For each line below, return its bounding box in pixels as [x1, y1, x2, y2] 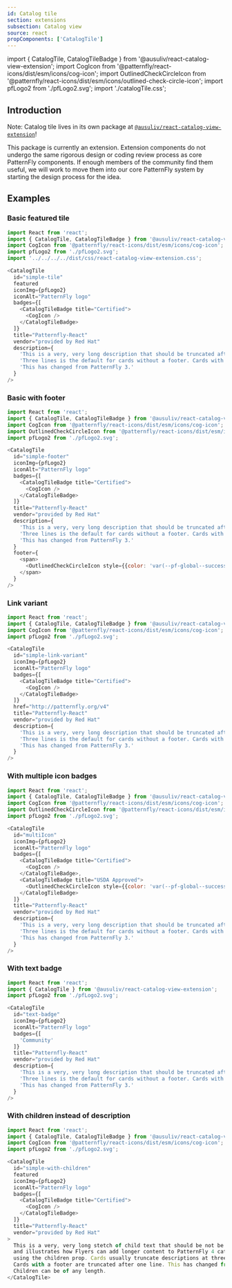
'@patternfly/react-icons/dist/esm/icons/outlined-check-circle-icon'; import [7, 77, 223, 85]
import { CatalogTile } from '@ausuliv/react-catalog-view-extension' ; [7, 986, 217, 993]
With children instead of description [7, 1111, 131, 1121]
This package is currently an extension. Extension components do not [7, 143, 206, 151]
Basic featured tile [7, 214, 70, 223]
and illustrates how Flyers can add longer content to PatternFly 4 [13, 1249, 215, 1256]
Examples [7, 193, 50, 205]
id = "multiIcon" [13, 831, 57, 839]
